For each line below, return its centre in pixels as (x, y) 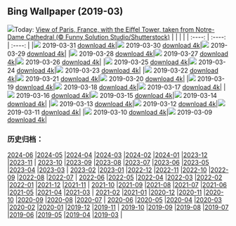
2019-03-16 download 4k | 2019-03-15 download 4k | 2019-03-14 (117, 95)
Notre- (205, 29)
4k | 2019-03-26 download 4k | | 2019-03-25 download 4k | (99, 62)
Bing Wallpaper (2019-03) (65, 12)
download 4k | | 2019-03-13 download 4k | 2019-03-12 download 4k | (113, 103)
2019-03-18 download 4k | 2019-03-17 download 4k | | (145, 87)
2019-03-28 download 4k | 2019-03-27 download (153, 54)
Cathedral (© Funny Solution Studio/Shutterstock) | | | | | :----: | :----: (126, 37)
